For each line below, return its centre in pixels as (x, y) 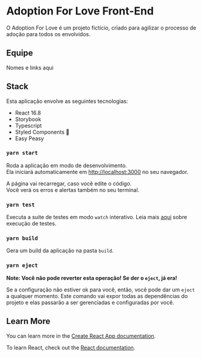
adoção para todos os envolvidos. (48, 34)
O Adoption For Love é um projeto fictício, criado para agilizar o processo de (101, 28)
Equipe (20, 53)
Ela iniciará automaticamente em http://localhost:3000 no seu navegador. (97, 172)
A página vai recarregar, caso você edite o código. (69, 183)
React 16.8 (28, 113)
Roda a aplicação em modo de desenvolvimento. (67, 165)
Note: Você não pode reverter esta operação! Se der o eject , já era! (92, 278)
